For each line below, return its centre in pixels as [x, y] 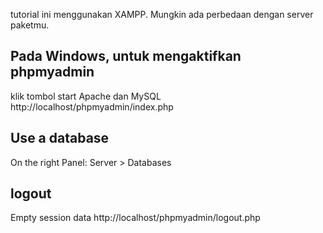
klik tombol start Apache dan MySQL [86, 96]
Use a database [60, 138]
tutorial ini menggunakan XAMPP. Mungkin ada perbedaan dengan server [162, 14]
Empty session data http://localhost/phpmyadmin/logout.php [135, 218]
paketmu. [30, 25]
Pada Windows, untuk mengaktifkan [126, 56]
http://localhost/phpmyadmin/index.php [92, 106]
